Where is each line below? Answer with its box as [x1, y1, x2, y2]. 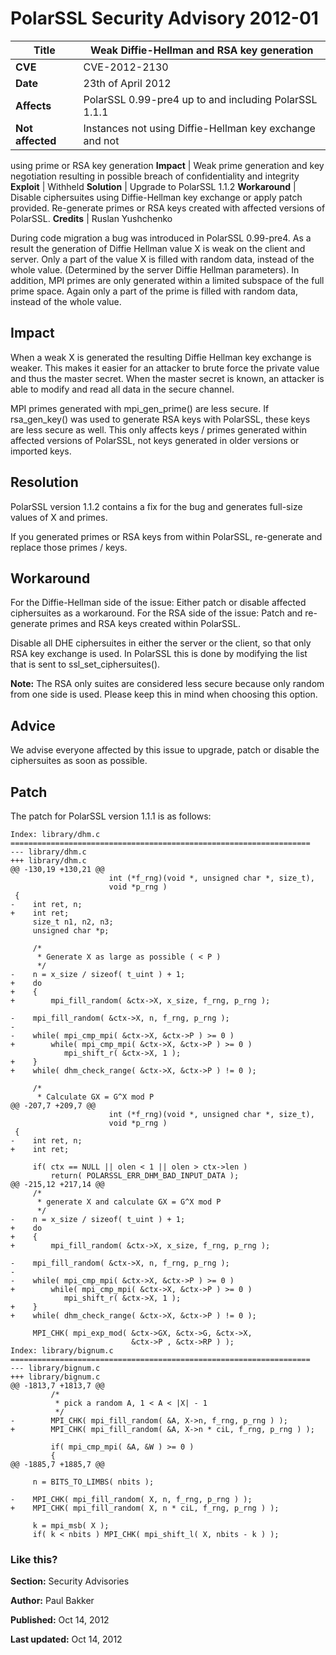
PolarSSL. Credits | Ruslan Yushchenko [10, 212, 173, 224]
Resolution [10, 474, 79, 491]
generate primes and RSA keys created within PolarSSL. [10, 618, 241, 630]
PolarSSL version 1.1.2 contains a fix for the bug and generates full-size [10, 500, 303, 512]
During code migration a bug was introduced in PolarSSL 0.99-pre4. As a [10, 232, 312, 244]
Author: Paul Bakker [10, 1595, 95, 1607]
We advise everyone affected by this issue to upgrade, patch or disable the [10, 744, 320, 756]
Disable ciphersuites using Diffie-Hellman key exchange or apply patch [10, 191, 303, 203]
